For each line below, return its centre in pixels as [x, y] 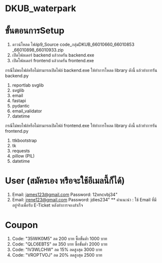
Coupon [21, 225]
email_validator [27, 111]
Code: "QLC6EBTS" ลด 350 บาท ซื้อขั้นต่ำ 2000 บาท [60, 244]
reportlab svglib [28, 85]
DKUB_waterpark [41, 9]
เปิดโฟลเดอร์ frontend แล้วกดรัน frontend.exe [53, 61]
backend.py [17, 76]
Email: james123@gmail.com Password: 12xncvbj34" [65, 194]
